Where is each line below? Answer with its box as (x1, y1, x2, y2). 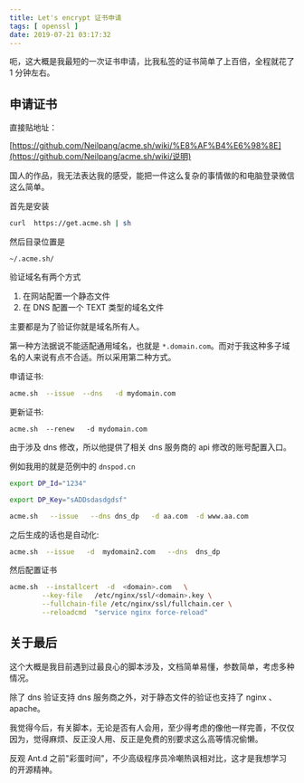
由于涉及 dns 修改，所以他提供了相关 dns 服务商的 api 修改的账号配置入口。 (9, 441, 291, 453)
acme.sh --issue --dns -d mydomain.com (9, 389, 176, 398)
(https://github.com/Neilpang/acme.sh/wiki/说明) (9, 151, 192, 162)
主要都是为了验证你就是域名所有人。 (9, 321, 145, 332)
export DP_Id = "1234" (9, 479, 88, 488)
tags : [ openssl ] (9, 22, 79, 31)
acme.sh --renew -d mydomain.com (9, 425, 147, 434)
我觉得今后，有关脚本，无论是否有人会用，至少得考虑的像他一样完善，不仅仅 (9, 721, 295, 733)
